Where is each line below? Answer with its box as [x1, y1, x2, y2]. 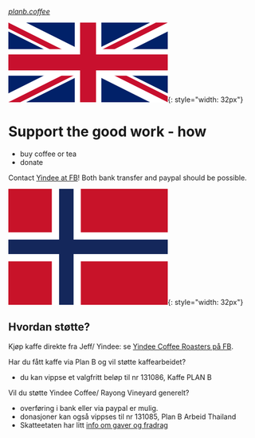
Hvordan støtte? [8, 320, 90, 334]
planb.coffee [8, 7, 50, 16]
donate [19, 157, 44, 166]
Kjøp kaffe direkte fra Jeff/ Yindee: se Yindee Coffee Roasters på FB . [8, 342, 233, 351]
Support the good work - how [8, 123, 207, 141]
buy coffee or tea [19, 149, 77, 158]
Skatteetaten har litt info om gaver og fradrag [19, 420, 169, 429]
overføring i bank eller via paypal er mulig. [19, 403, 159, 413]
